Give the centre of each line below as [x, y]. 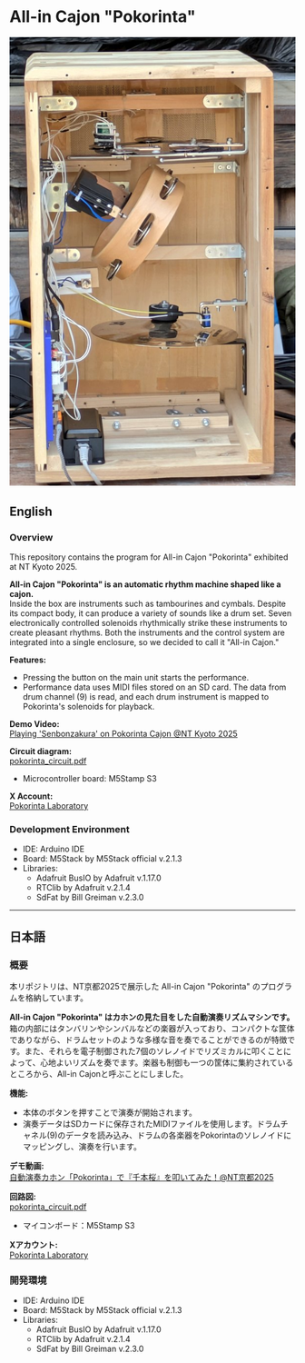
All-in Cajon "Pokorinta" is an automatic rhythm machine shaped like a [145, 584]
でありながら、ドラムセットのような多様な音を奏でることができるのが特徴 [148, 1040]
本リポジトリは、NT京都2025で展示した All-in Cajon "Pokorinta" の [135, 986]
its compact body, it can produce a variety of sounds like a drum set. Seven [151, 613]
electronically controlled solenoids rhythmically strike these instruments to [148, 623]
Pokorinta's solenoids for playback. [89, 706]
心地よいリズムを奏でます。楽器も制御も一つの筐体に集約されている [167, 1062]
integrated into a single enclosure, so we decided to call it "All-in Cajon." [144, 642]
